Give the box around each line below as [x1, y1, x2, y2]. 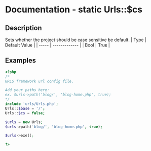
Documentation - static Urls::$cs [5, 4, 143, 15]
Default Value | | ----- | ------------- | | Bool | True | [5, 42, 110, 48]
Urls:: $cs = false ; [5, 110, 45, 115]
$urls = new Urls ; [5, 119, 43, 125]
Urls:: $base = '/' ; [5, 106, 45, 111]
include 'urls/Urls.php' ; [5, 101, 58, 106]
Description [5, 24, 42, 32]
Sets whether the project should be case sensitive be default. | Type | [5, 37, 147, 43]
